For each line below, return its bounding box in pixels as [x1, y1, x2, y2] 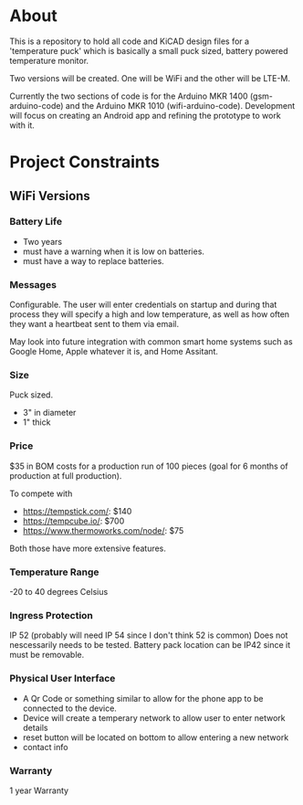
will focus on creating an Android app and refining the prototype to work [9, 110, 281, 121]
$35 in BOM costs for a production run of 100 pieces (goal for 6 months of [9, 461, 289, 471]
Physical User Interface [9, 673, 116, 685]
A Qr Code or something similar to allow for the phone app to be [22, 693, 264, 704]
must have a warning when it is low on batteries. [22, 246, 205, 257]
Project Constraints [9, 152, 160, 173]
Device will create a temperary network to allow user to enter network [22, 712, 286, 723]
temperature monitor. [9, 55, 89, 66]
